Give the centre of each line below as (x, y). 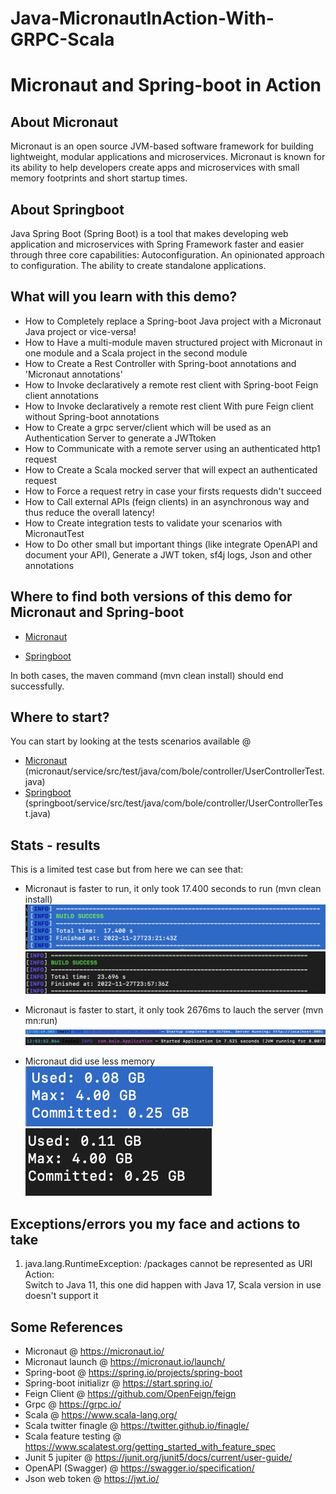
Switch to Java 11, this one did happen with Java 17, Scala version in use (173, 1285)
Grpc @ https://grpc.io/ (73, 1404)
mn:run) (41, 1021)
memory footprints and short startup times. (99, 178)
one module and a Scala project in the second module (136, 353)
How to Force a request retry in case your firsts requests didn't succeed (173, 491)
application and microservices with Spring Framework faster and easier (157, 244)
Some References (66, 1327)
